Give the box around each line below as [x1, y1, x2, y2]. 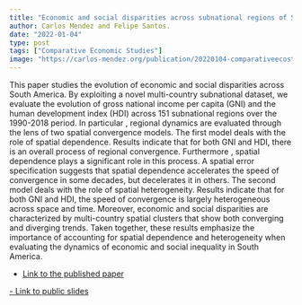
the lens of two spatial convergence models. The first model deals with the [9, 127, 286, 137]
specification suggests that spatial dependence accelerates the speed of [9, 165, 280, 176]
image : [9, 55, 34, 64]
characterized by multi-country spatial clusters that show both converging [9, 213, 285, 223]
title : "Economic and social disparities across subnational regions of [9, 13, 288, 22]
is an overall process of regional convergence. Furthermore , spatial [9, 146, 261, 157]
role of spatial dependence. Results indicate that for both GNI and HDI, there [9, 136, 292, 147]
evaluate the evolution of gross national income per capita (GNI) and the [9, 99, 277, 109]
